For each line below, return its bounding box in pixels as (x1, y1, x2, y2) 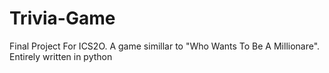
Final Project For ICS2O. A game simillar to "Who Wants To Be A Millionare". (9, 40, 321, 52)
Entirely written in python (9, 50, 113, 62)
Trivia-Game (9, 7, 116, 30)
